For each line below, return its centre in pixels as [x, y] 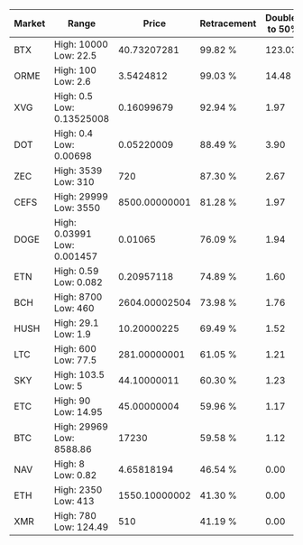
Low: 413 [74, 501]
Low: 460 [74, 308]
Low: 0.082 [78, 282]
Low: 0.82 [75, 475]
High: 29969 [81, 426]
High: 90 [72, 401]
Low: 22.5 [75, 55]
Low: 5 [68, 386]
